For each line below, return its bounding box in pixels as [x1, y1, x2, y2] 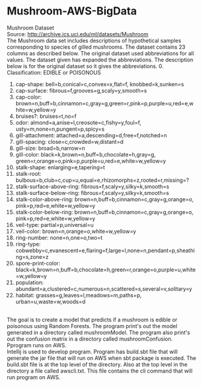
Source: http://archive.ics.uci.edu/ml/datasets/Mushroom [7, 30, 149, 37]
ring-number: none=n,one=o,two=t [15, 234, 103, 241]
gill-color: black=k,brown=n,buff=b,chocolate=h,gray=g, [15, 150, 156, 158]
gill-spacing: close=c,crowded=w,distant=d [15, 138, 124, 145]
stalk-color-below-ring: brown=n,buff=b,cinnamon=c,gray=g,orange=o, [15, 208, 194, 215]
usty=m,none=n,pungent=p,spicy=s [15, 125, 105, 132]
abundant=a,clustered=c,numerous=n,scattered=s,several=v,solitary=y [15, 285, 192, 293]
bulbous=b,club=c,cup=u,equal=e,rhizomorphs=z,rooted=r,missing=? [15, 176, 189, 184]
